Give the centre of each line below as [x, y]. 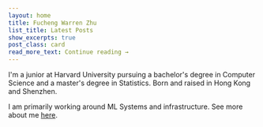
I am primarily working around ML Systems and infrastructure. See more [126, 106]
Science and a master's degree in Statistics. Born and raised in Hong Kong [130, 83]
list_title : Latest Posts [51, 30]
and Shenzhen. [33, 91]
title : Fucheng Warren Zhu [53, 23]
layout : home [30, 15]
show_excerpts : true [42, 37]
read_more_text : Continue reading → [68, 52]
